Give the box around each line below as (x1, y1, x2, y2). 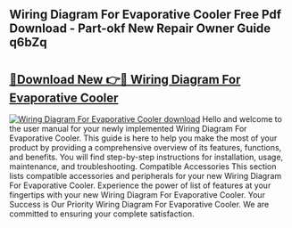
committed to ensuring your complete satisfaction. (9, 208, 195, 219)
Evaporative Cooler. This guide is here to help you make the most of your (9, 133, 278, 143)
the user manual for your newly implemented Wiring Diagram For (9, 124, 247, 134)
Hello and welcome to (202, 114, 283, 124)
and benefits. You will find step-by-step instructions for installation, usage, (9, 151, 284, 162)
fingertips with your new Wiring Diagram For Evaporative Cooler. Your (9, 190, 266, 199)
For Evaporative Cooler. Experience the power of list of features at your (9, 180, 271, 191)
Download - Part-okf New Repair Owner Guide (9, 21, 271, 37)
